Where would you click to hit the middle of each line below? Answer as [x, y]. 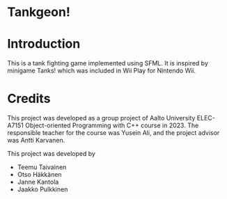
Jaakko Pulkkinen [42, 189]
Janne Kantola [38, 182]
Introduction [44, 44]
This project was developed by [52, 154]
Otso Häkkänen [39, 175]
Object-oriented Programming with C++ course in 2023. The [112, 125]
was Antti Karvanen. [36, 141]
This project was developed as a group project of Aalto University [101, 118]
